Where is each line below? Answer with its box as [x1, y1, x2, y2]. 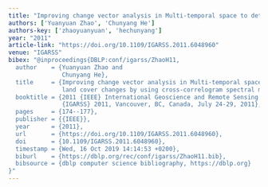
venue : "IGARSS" [8, 49, 62, 56]
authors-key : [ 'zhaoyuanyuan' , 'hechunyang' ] [8, 26, 162, 34]
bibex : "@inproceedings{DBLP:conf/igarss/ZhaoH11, [8, 56, 180, 64]
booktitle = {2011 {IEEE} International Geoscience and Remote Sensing [15, 93, 259, 101]
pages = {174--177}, [15, 108, 98, 116]
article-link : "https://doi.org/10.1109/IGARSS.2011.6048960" [8, 41, 219, 49]
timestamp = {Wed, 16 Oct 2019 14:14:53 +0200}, [15, 145, 180, 153]
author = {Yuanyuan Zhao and [15, 64, 124, 72]
